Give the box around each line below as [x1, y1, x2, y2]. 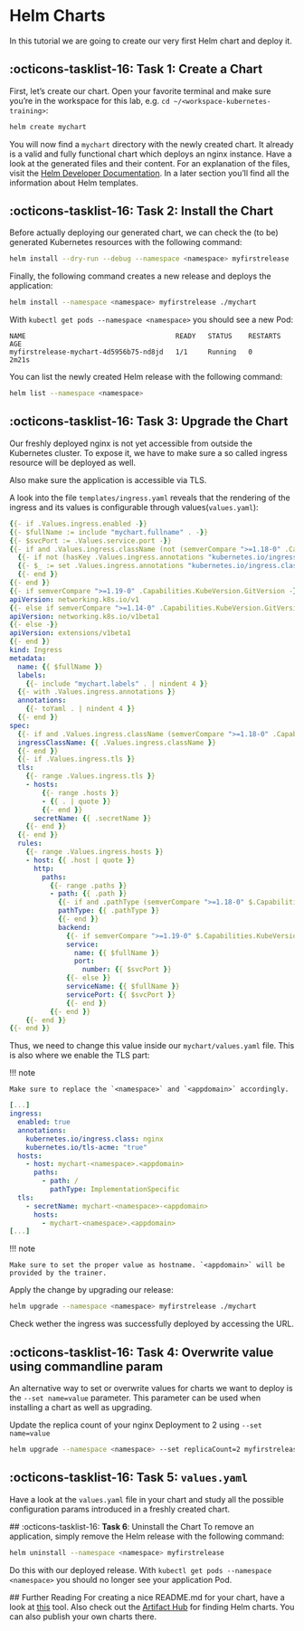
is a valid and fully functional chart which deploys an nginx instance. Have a [9, 148, 292, 159]
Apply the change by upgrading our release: [9, 1285, 174, 1295]
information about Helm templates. [9, 177, 138, 188]
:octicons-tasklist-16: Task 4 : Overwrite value [9, 1344, 274, 1360]
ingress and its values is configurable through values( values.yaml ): [9, 501, 260, 512]
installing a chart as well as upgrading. [9, 1401, 153, 1412]
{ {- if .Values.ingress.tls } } [17, 754, 136, 764]
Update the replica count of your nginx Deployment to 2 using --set [9, 1419, 262, 1430]
